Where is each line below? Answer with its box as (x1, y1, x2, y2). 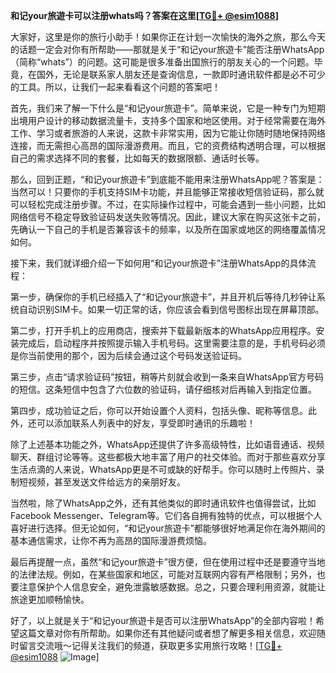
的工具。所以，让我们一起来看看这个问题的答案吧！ (10, 81, 221, 93)
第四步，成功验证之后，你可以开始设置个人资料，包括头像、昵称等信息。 (10, 405, 308, 416)
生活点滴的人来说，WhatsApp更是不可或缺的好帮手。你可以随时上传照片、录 (10, 464, 325, 475)
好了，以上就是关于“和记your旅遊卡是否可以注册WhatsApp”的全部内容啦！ (10, 615, 317, 626)
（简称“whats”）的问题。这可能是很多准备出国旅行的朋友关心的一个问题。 (10, 56, 315, 68)
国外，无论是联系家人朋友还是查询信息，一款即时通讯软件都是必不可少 (36, 69, 326, 80)
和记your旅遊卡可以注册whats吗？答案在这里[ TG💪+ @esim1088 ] (10, 10, 279, 21)
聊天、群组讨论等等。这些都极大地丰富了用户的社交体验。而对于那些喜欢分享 (10, 451, 326, 463)
